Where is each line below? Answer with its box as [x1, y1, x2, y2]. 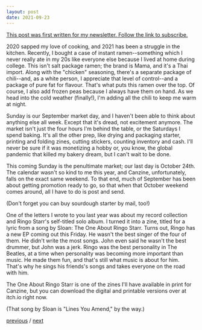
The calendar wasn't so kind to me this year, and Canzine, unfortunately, [6, 168, 187, 176]
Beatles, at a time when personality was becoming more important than [6, 250, 184, 257]
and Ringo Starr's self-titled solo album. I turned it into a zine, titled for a [6, 218, 186, 225]
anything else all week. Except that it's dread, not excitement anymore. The [6, 118, 193, 125]
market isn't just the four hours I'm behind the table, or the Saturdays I [6, 125, 181, 132]
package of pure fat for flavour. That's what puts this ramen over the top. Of [6, 81, 195, 88]
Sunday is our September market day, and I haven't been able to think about [6, 112, 195, 119]
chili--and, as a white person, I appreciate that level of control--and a [6, 75, 178, 82]
